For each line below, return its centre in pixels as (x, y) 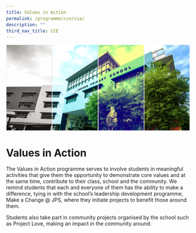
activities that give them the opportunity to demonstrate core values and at (96, 175)
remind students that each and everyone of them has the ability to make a (95, 187)
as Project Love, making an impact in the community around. (79, 224)
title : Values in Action (36, 12)
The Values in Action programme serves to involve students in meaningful (95, 169)
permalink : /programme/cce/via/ (45, 18)
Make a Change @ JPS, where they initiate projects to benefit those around (96, 200)
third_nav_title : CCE (32, 31)
